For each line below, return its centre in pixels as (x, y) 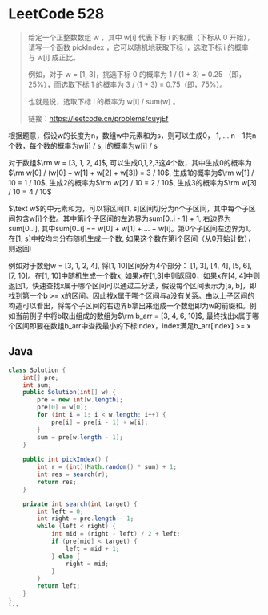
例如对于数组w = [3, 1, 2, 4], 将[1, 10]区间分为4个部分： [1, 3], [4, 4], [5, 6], (130, 265)
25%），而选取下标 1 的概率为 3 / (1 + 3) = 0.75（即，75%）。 (127, 84)
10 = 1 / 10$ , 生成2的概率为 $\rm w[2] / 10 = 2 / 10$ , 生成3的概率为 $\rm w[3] (133, 182)
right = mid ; (87, 564)
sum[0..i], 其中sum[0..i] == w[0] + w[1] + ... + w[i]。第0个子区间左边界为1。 (132, 228)
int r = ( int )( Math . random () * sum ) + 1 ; (107, 467)
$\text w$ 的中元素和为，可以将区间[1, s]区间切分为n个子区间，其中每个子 (129, 208)
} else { (66, 556)
